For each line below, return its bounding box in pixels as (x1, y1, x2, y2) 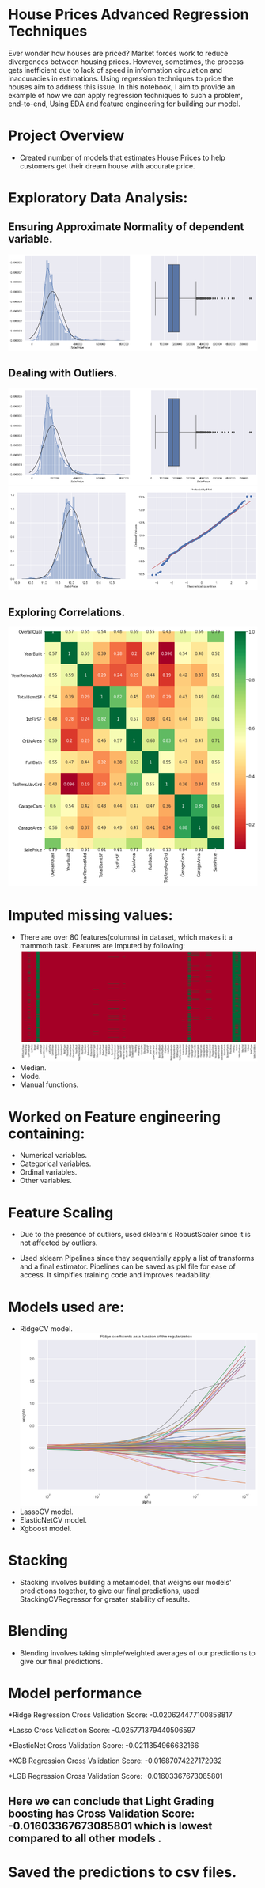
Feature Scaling (8, 1204, 114, 1221)
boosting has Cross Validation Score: (8, 1807, 195, 1820)
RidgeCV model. (19, 1324, 74, 1334)
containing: (8, 1125, 85, 1142)
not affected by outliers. (19, 1238, 98, 1247)
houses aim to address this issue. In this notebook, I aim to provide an (8, 81, 236, 92)
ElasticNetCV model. (19, 1515, 87, 1524)
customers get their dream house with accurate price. (19, 161, 195, 171)
